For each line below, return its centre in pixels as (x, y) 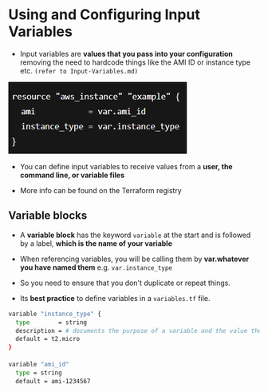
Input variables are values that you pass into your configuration (126, 53)
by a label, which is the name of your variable (96, 243)
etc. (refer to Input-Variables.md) (79, 70)
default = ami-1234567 (53, 381)
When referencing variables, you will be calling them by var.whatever (134, 259)
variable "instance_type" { (55, 314)
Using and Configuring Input (104, 15)
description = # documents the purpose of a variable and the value (132, 331)
